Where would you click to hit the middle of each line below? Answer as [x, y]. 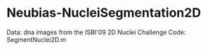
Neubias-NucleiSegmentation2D [104, 13]
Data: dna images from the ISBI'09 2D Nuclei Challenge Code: [96, 32]
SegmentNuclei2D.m [37, 39]
